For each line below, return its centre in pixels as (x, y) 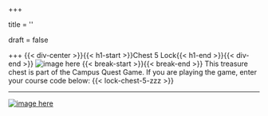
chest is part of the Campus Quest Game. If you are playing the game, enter (133, 72)
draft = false (28, 40)
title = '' (21, 24)
